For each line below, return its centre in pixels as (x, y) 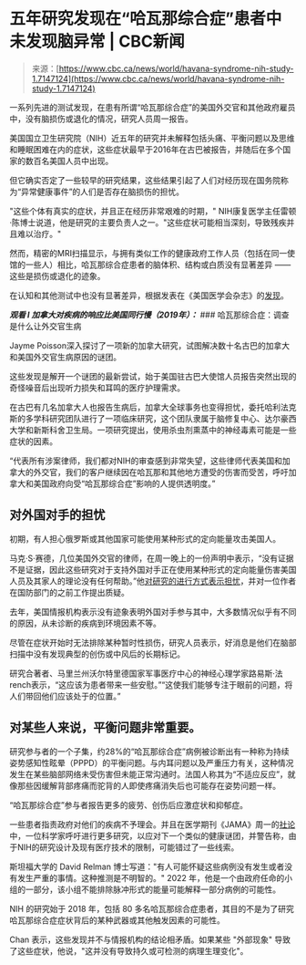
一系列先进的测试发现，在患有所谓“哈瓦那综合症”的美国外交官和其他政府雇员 (153, 107)
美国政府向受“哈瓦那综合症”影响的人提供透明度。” (124, 483)
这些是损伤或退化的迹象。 (57, 275)
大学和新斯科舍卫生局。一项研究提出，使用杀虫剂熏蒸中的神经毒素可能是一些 (153, 430)
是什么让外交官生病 (46, 326)
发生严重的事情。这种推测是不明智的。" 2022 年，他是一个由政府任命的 (151, 877)
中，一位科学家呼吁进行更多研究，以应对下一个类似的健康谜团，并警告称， (149, 835)
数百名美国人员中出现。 (69, 161)
